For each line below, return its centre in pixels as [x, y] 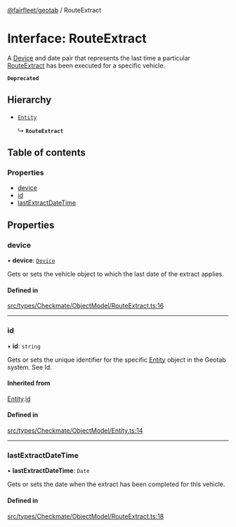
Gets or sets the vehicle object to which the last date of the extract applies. [116, 274]
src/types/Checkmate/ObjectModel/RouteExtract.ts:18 [86, 516]
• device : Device [31, 260]
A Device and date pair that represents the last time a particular [99, 58]
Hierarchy [29, 100]
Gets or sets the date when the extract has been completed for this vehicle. [116, 484]
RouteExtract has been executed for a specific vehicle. [86, 65]
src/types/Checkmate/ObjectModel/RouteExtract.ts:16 [86, 306]
